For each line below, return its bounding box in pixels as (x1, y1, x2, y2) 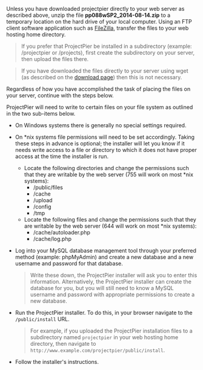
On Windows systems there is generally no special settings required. (15, 122, 187, 129)
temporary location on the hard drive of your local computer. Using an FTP (6, 18, 192, 25)
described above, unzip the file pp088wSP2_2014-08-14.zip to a (6, 12, 171, 19)
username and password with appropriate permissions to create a (30, 291, 195, 298)
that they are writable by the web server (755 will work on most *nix (24, 171, 194, 178)
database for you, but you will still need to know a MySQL (30, 285, 174, 291)
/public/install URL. (15, 315, 70, 323)
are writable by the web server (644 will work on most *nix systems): (24, 222, 197, 230)
